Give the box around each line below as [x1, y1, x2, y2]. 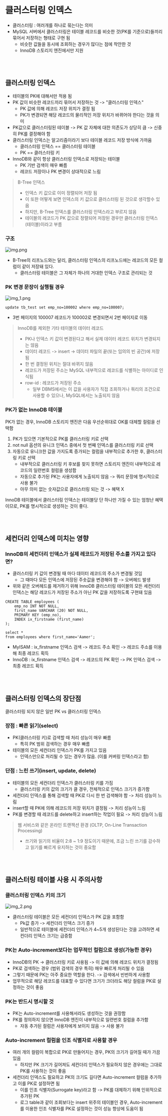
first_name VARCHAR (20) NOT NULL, [14, 608, 89, 613]
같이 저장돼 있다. [22, 264, 54, 270]
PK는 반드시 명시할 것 [5, 998, 54, 1005]
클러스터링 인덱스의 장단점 [5, 694, 81, 702]
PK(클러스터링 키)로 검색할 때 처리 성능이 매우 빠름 [12, 735, 111, 741]
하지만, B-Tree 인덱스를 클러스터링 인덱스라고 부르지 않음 [25, 208, 137, 214]
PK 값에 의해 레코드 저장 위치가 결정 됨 [20, 105, 95, 111]
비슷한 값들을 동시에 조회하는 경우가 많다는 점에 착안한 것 [20, 41, 131, 47]
